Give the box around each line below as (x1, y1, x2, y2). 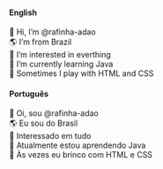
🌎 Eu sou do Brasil (9, 118, 78, 128)
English (9, 7, 38, 18)
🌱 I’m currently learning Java (9, 58, 114, 70)
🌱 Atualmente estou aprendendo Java (9, 140, 146, 150)
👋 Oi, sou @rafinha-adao (9, 108, 99, 119)
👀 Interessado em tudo (9, 131, 92, 142)
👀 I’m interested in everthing (9, 50, 112, 60)
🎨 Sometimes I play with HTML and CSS (9, 68, 154, 79)
